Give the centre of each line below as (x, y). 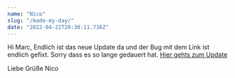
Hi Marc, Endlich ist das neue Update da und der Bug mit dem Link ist (109, 48)
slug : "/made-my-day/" (41, 21)
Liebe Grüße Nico (33, 69)
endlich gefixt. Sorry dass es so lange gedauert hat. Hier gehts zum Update (117, 55)
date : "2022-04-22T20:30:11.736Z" (58, 27)
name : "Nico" (27, 14)
